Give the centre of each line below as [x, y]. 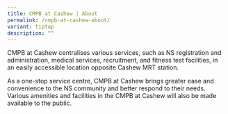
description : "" [31, 33]
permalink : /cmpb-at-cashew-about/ [59, 20]
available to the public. [39, 103]
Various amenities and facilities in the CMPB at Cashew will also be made [112, 96]
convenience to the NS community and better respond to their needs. [107, 88]
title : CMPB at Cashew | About [52, 14]
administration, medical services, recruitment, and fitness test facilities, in [113, 60]
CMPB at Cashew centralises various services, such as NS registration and [114, 53]
